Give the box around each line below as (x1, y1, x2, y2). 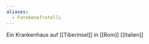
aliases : (6, 8, 29, 15)
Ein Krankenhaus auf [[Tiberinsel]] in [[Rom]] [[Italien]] (6, 31, 144, 38)
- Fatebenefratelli (12, 14, 62, 20)
